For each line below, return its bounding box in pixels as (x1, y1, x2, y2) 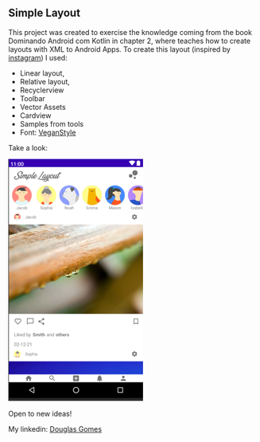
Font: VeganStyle (19, 127, 76, 137)
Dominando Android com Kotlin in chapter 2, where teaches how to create (8, 36, 251, 45)
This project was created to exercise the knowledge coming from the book (8, 27, 253, 37)
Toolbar (19, 93, 45, 103)
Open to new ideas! (8, 409, 72, 418)
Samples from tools (19, 119, 84, 128)
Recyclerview (19, 85, 64, 95)
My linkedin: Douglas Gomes (8, 424, 102, 433)
